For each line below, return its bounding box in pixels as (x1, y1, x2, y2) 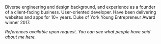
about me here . (5, 34, 36, 40)
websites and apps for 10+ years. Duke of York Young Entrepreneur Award (5, 15, 156, 20)
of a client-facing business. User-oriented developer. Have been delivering (5, 9, 156, 15)
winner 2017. (5, 19, 31, 25)
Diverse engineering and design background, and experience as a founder (5, 4, 156, 10)
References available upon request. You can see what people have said (5, 29, 151, 34)
